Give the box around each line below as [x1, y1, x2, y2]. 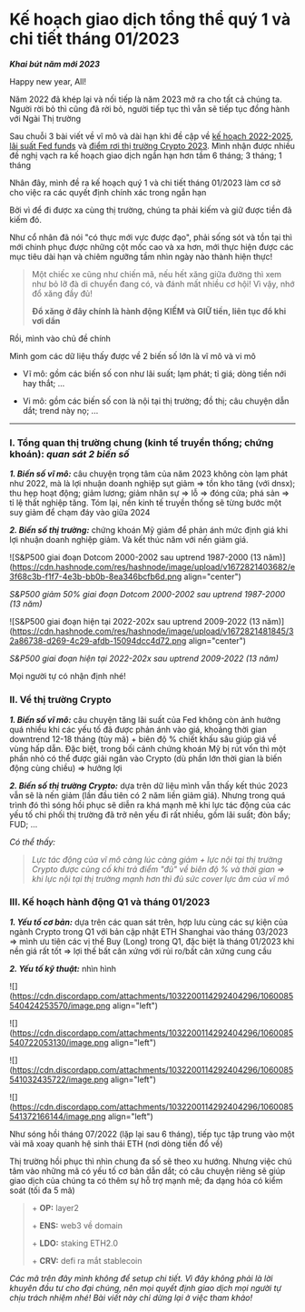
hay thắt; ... [22, 377, 65, 388]
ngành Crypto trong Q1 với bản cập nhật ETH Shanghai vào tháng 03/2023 [9, 926, 289, 936]
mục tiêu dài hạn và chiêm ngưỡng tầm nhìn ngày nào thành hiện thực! [9, 251, 273, 262]
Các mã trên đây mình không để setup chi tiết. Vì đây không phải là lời [9, 1273, 273, 1284]
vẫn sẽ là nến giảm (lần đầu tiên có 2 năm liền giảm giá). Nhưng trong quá [9, 789, 286, 800]
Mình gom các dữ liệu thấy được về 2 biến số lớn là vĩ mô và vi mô [9, 350, 256, 361]
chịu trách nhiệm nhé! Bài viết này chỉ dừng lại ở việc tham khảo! [9, 1292, 253, 1303]
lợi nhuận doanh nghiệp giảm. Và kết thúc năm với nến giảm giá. [9, 535, 249, 546]
